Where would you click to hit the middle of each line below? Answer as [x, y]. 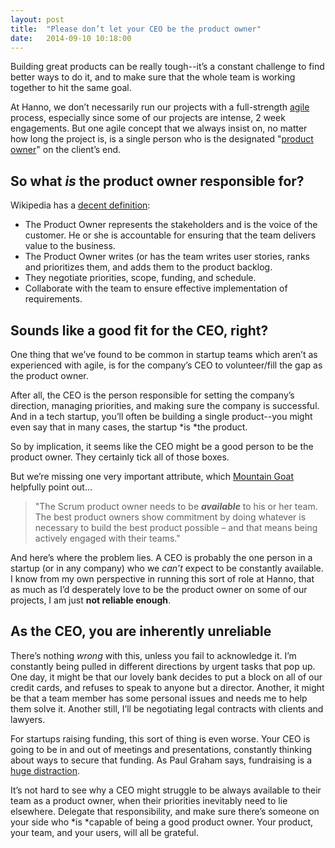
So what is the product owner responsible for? [157, 181]
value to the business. [70, 246]
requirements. [53, 299]
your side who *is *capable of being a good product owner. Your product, [162, 822]
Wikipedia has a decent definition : [80, 205]
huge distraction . [45, 770]
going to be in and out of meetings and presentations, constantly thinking [161, 749]
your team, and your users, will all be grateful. [104, 832]
